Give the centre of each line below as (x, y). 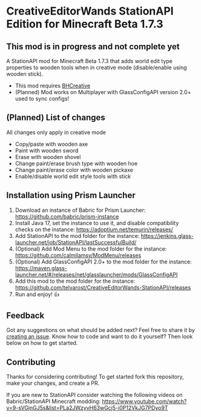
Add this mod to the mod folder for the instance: (75, 281)
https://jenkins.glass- (167, 236)
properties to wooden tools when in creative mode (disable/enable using (97, 67)
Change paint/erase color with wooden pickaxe (74, 170)
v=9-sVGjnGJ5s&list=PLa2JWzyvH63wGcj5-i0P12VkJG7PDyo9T (87, 408)
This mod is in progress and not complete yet (93, 46)
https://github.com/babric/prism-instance (67, 216)
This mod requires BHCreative (53, 86)
